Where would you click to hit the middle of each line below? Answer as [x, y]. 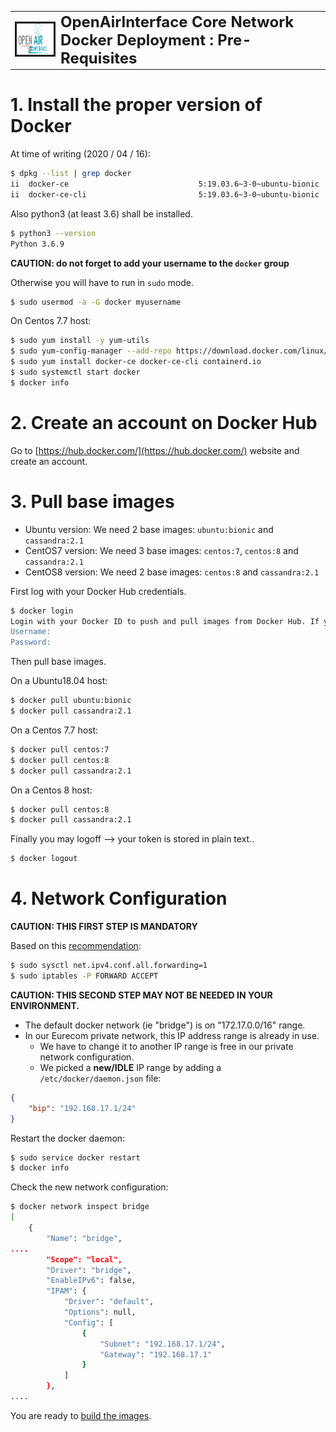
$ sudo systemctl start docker [75, 372]
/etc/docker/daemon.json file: [100, 1078]
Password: [31, 642]
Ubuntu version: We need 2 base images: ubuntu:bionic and [149, 529]
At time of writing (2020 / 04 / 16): [80, 154]
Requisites [98, 58]
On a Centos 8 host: [51, 790]
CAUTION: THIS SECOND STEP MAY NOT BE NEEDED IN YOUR [141, 995]
